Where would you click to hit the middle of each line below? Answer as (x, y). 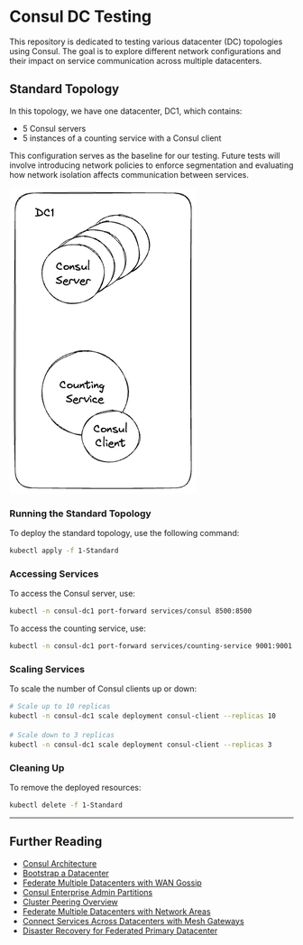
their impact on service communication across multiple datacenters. (136, 60)
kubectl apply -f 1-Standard (64, 551)
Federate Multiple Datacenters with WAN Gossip (112, 883)
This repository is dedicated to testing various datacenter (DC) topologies (146, 42)
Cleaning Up (37, 767)
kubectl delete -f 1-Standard (66, 805)
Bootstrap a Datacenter (66, 873)
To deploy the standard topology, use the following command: (124, 533)
